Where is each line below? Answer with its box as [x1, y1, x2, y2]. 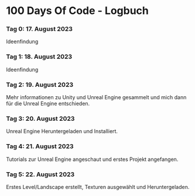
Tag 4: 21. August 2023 [6, 142, 74, 150]
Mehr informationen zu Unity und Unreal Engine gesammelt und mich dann [6, 94, 187, 101]
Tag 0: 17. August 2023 [6, 25, 73, 33]
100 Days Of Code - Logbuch [6, 4, 149, 17]
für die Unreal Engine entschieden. [6, 100, 90, 107]
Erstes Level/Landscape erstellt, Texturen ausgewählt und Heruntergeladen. [6, 183, 190, 190]
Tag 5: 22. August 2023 [6, 170, 75, 178]
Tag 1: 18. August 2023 [6, 52, 73, 61]
